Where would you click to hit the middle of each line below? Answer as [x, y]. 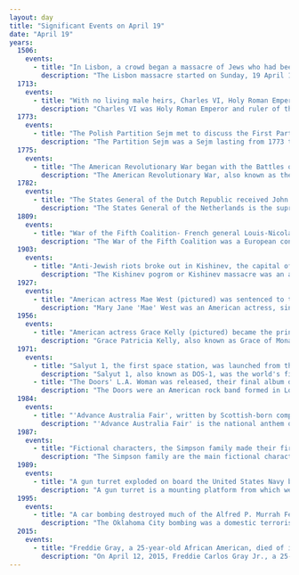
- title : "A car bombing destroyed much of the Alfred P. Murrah [156, 515]
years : [21, 42]
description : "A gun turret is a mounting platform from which [161, 490]
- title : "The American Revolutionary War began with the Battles [158, 167]
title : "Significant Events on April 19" [87, 26]
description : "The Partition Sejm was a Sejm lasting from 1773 [163, 142]
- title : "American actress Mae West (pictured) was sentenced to [158, 300]
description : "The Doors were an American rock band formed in [161, 390]
